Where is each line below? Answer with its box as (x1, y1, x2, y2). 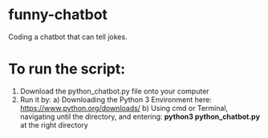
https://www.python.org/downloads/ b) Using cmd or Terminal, (19, 103, 229, 112)
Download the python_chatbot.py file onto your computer (19, 86, 210, 96)
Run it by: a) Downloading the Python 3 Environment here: (19, 94, 213, 104)
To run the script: (8, 60, 126, 78)
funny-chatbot (8, 6, 108, 24)
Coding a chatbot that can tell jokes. (8, 32, 128, 41)
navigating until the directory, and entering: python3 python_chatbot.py (19, 112, 261, 121)
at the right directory (19, 120, 88, 129)
